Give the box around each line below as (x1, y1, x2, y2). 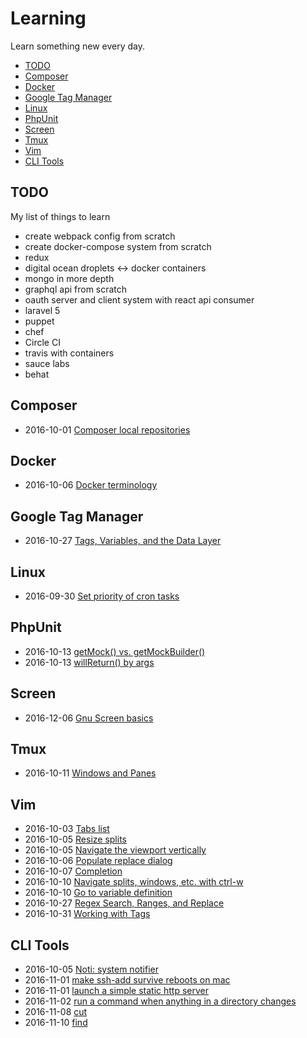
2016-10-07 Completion (24, 865, 123, 877)
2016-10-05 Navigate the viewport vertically (24, 844, 207, 856)
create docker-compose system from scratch (24, 240, 212, 252)
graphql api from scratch (24, 283, 128, 295)
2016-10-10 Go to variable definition (24, 887, 173, 899)
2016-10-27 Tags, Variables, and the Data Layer (24, 535, 222, 547)
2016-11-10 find (24, 1017, 88, 1029)
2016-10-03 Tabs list (24, 823, 110, 835)
